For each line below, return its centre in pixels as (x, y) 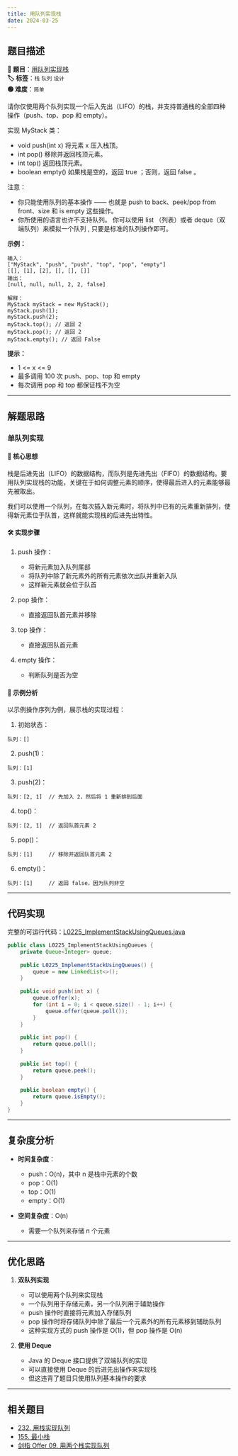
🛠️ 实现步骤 (24, 533)
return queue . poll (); (65, 1044)
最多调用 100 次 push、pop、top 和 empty (79, 376)
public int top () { (49, 1063)
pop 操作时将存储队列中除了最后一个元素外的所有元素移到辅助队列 (125, 1321)
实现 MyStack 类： (34, 130)
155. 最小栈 (34, 1437)
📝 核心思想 (23, 456)
